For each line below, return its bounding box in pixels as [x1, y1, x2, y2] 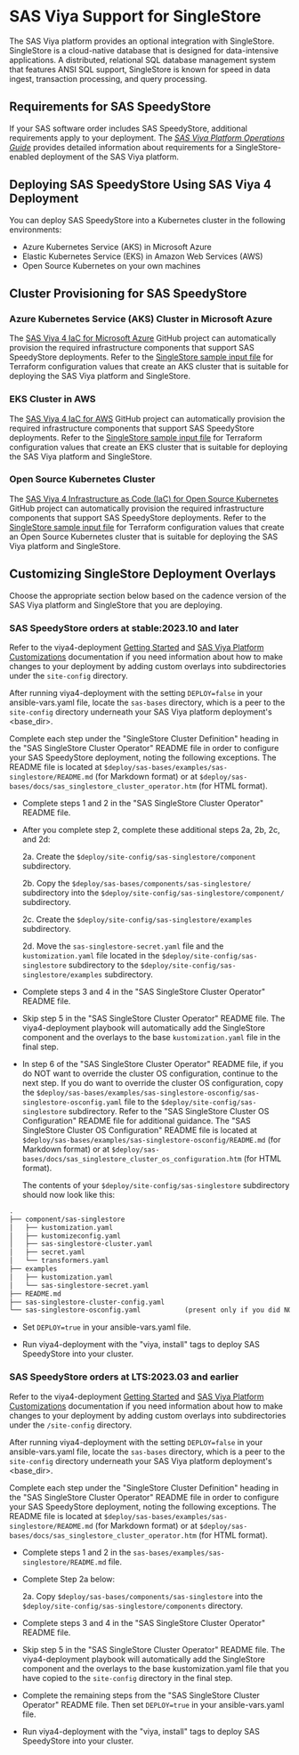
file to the [124, 1096, 159, 1107]
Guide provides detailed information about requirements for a [9, 142, 234, 152]
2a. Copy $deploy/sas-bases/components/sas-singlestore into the [21, 1590, 263, 1601]
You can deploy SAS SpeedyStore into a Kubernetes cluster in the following [9, 214, 287, 225]
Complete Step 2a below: [21, 1573, 116, 1584]
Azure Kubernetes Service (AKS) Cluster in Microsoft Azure [9, 312, 273, 325]
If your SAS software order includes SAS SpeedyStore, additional [9, 123, 247, 133]
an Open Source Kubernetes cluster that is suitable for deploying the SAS [9, 531, 279, 542]
